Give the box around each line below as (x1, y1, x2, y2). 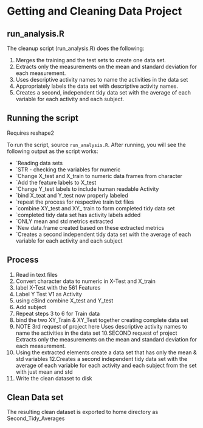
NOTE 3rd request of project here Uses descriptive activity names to (15, 323, 188, 330)
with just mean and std (15, 368, 73, 376)
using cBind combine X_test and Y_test (15, 297, 114, 304)
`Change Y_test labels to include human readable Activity (15, 185, 159, 193)
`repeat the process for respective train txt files (15, 198, 134, 205)
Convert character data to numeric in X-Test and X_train (15, 277, 156, 285)
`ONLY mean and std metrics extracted (15, 218, 114, 225)
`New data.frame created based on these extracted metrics (15, 224, 165, 231)
